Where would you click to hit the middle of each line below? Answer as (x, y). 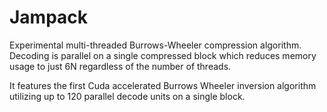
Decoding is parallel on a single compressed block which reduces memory (163, 55)
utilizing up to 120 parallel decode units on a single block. (127, 96)
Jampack (49, 17)
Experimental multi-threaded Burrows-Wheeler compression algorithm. (155, 45)
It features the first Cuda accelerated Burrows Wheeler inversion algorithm (163, 85)
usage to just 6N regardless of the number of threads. (120, 66)
